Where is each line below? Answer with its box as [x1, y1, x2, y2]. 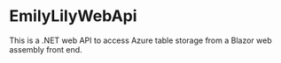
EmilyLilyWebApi [9, 6, 137, 26]
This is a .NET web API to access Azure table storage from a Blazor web [9, 35, 272, 45]
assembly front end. [9, 44, 82, 54]
